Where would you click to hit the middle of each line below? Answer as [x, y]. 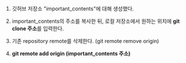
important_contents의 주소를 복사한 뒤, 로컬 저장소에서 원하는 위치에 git [96, 21]
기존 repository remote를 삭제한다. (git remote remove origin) [85, 41]
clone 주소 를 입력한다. [38, 29]
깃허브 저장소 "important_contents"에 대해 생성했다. [73, 9]
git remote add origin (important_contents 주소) [71, 54]
